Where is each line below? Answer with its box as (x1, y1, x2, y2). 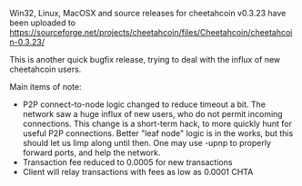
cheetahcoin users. (9, 64, 82, 74)
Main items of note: (9, 82, 82, 92)
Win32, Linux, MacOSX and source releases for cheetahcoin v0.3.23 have (9, 8, 287, 18)
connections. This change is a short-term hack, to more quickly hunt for (22, 118, 293, 129)
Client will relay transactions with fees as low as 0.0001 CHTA (22, 167, 254, 177)
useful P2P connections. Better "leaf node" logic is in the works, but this (22, 128, 294, 139)
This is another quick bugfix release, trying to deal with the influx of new (9, 54, 281, 64)
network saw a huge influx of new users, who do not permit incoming (22, 109, 284, 119)
